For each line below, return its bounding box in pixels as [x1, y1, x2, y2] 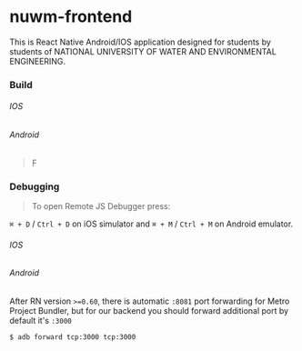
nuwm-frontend [9, 6, 133, 27]
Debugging [9, 180, 60, 193]
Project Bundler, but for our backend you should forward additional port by [9, 305, 289, 316]
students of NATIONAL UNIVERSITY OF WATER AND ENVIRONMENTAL [9, 45, 277, 56]
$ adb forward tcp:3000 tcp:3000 [9, 332, 136, 342]
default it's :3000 [9, 315, 73, 326]
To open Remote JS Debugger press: [31, 200, 171, 211]
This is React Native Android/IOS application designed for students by [9, 36, 271, 47]
